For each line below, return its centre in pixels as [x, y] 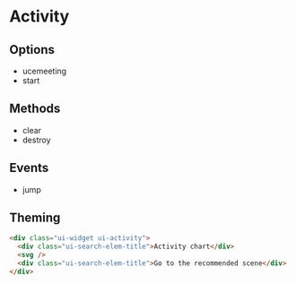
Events [29, 168]
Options [32, 50]
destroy [36, 140]
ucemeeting [44, 71]
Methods [35, 109]
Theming [35, 218]
